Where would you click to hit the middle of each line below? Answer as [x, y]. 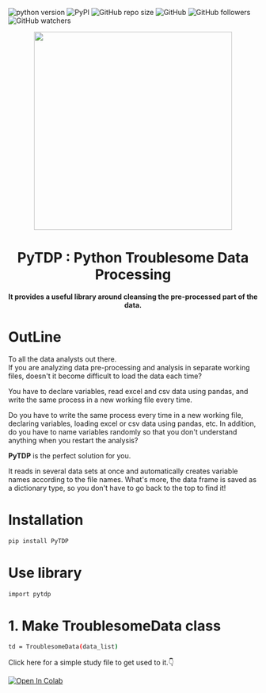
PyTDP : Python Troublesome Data [133, 258]
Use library [45, 573]
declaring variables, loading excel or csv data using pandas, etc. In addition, [132, 423]
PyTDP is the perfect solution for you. [70, 455]
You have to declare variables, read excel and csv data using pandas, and [128, 391]
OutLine [35, 337]
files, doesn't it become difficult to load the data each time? [105, 376]
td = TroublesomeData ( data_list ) [63, 647]
